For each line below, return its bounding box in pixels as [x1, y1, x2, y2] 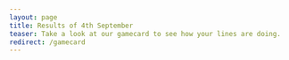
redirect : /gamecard [9, 37, 87, 47]
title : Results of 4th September [9, 21, 134, 30]
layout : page [9, 12, 58, 22]
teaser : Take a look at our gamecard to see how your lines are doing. [9, 29, 281, 38]
